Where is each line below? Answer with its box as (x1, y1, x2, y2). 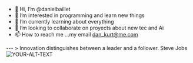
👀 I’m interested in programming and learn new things (14, 12, 145, 19)
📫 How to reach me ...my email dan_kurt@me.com (14, 31, 138, 38)
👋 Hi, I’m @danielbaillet (14, 6, 71, 12)
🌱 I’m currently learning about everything (14, 18, 114, 25)
